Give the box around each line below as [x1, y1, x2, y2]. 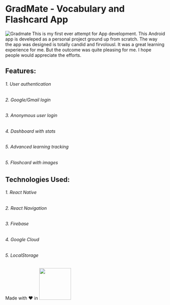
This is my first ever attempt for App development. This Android [32, 30, 165, 36]
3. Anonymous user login [5, 112, 57, 119]
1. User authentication [5, 81, 52, 87]
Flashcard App [5, 14, 69, 25]
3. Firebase [5, 221, 29, 227]
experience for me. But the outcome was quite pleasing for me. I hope [5, 47, 152, 53]
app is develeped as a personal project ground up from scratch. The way [5, 36, 158, 42]
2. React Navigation [5, 205, 47, 211]
